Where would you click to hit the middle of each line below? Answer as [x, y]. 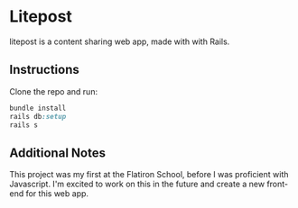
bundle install [38, 108]
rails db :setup [38, 116]
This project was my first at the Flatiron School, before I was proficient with [149, 175]
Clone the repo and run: [53, 91]
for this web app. [57, 194]
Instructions [44, 70]
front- [277, 184]
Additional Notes [58, 153]
